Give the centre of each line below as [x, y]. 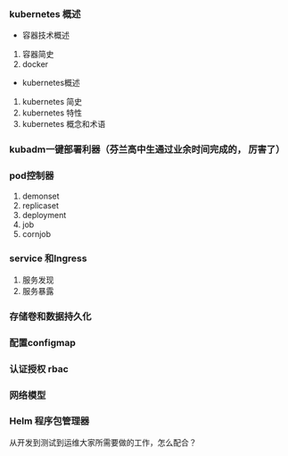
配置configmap [42, 342]
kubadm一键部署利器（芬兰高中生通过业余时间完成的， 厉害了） [147, 149]
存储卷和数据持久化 [50, 317]
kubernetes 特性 [52, 113]
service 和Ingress [48, 258]
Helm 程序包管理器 [49, 421]
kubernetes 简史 [52, 102]
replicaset [41, 205]
